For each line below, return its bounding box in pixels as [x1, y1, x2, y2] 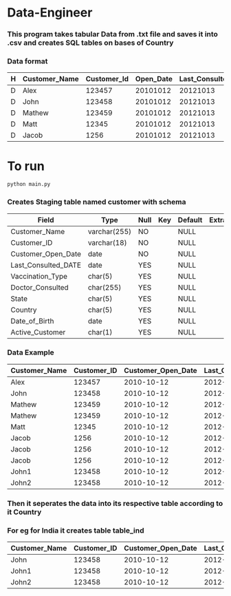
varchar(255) [87, 226, 132, 236]
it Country [7, 507, 42, 517]
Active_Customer [10, 327, 66, 337]
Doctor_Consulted [10, 282, 69, 292]
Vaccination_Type [10, 271, 67, 281]
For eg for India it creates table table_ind [7, 525, 144, 535]
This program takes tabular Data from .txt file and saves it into [7, 30, 219, 39]
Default [177, 215, 203, 224]
